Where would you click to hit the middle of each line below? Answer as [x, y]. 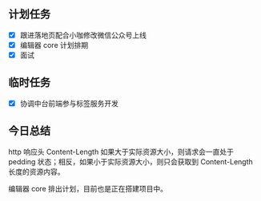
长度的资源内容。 [36, 171]
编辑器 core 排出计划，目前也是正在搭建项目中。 [88, 188]
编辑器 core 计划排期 [54, 45]
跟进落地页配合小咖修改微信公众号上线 [83, 35]
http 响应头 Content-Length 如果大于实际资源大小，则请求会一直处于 [121, 152]
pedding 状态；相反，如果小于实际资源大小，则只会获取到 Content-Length [131, 161]
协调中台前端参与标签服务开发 [69, 103]
